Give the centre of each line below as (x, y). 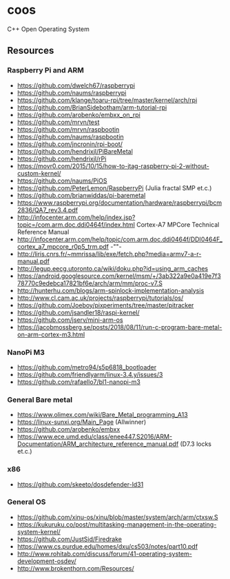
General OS (27, 502)
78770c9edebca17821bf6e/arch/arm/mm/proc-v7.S (90, 283)
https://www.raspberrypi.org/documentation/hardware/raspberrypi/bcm (119, 203)
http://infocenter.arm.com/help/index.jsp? (76, 217)
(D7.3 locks (196, 444)
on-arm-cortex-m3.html (51, 334)
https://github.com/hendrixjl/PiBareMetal (75, 151)
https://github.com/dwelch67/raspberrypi (76, 85)
